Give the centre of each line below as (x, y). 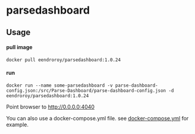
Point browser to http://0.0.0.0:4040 (51, 107)
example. (17, 125)
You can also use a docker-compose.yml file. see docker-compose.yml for (97, 118)
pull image (19, 47)
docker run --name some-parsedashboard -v (59, 85)
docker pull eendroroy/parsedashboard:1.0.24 (63, 60)
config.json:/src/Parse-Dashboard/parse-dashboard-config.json (86, 90)
